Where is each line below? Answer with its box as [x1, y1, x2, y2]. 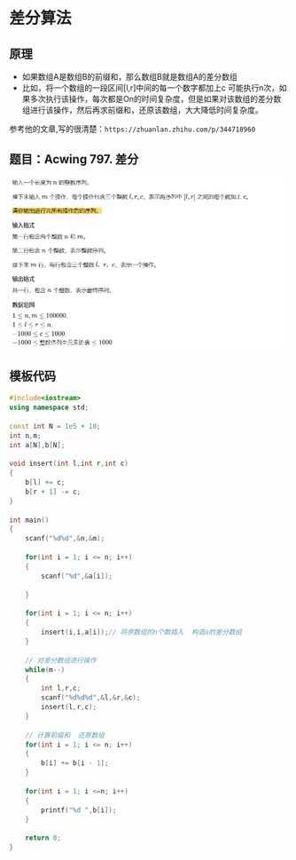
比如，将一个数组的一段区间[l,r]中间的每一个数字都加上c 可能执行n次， [21, 83, 279, 93]
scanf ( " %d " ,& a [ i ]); [41, 572, 113, 580]
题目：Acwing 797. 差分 [9, 152, 139, 167]
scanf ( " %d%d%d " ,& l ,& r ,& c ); [41, 693, 141, 702]
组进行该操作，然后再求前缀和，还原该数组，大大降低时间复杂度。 [21, 105, 263, 115]
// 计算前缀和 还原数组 [25, 730, 105, 739]
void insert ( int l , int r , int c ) [9, 459, 129, 469]
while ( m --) [25, 665, 66, 675]
